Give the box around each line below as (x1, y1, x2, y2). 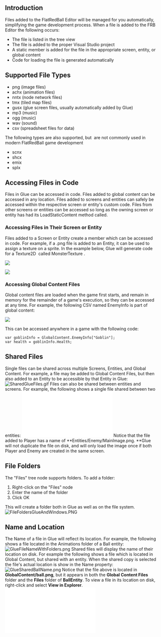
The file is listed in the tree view (12, 36, 76, 42)
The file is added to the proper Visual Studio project (12, 41, 115, 48)
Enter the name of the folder (12, 489, 68, 495)
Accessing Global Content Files (5, 281, 80, 287)
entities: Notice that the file (5, 432, 150, 438)
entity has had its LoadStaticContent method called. (5, 212, 108, 218)
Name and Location (5, 523, 65, 531)
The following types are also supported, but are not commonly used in (5, 134, 146, 140)
